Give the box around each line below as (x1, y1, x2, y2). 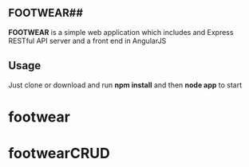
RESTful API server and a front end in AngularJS (8, 36, 167, 45)
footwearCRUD (8, 145, 110, 162)
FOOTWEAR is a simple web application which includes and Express (8, 27, 234, 37)
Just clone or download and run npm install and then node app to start (8, 80, 243, 90)
